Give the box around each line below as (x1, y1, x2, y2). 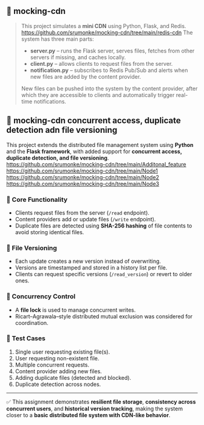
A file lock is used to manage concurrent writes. (15, 306, 136, 313)
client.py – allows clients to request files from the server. (30, 60, 173, 67)
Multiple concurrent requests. (15, 361, 90, 368)
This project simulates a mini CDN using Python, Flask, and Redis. (21, 22, 186, 29)
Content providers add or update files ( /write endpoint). (15, 215, 156, 223)
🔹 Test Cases (6, 334, 46, 343)
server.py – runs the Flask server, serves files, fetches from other (30, 47, 195, 54)
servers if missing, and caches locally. (30, 53, 126, 61)
